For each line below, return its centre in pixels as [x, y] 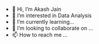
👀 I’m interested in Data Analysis [52, 15]
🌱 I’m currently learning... [43, 22]
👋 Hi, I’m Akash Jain [37, 9]
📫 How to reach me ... [40, 35]
